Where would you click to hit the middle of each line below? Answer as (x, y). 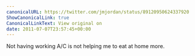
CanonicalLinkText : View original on (54, 23)
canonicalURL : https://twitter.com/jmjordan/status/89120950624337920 (98, 12)
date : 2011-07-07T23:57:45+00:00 (49, 29)
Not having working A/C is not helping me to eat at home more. (86, 46)
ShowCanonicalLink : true (38, 18)
